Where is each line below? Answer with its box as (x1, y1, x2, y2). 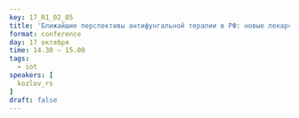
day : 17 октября (9, 37, 69, 47)
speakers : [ (9, 71, 53, 80)
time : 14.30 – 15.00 (9, 46, 86, 55)
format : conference (9, 29, 82, 38)
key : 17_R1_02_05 (9, 12, 74, 22)
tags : (9, 54, 29, 63)
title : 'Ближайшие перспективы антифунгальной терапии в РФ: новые (9, 21, 265, 30)
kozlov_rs (17, 79, 53, 88)
